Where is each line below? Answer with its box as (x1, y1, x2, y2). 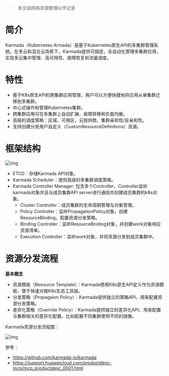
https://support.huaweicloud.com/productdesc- (12, 359, 112, 365)
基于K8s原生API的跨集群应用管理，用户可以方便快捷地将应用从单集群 (12, 92, 156, 98)
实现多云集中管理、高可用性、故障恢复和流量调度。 (5, 55, 111, 61)
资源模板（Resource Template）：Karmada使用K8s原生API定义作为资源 (12, 281, 160, 287)
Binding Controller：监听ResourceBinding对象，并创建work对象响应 (20, 221, 161, 227)
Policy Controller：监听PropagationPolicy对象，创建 (20, 208, 128, 214)
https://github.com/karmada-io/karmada (12, 354, 97, 360)
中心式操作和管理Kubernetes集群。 (12, 104, 86, 111)
